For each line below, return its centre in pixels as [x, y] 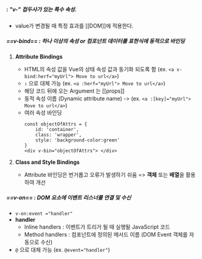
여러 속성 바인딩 [43, 112]
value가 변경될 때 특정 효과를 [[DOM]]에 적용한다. [74, 26]
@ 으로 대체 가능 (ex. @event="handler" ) [63, 249]
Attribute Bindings [39, 56]
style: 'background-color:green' [78, 140]
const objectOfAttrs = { [56, 124]
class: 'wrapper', [59, 135]
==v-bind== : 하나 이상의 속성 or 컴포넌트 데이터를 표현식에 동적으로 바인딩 [96, 41]
